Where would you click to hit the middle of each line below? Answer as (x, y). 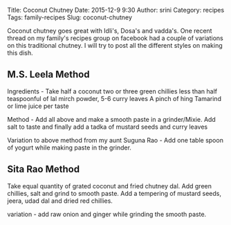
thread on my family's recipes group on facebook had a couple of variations (115, 38)
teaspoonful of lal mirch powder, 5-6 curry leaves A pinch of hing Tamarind (114, 98)
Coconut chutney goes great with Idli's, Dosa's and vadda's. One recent (110, 31)
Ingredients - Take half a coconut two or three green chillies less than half (112, 91)
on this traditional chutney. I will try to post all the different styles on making (115, 45)
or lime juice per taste (38, 106)
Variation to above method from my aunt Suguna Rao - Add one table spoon (115, 140)
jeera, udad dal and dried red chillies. (60, 201)
